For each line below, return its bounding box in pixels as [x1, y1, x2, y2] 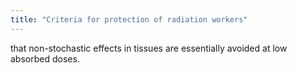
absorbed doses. [10, 52, 80, 65]
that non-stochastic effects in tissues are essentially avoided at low [10, 42, 288, 54]
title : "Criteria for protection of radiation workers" [10, 14, 248, 25]
